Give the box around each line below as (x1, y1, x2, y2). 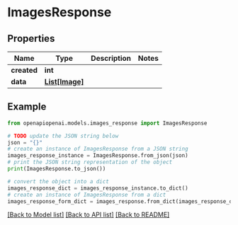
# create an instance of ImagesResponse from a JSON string (7, 146, 189, 153)
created (11, 65, 38, 75)
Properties (7, 33, 55, 45)
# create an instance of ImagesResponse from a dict (7, 191, 166, 198)
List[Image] (44, 77, 84, 86)
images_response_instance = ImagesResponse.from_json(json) (7, 152, 189, 159)
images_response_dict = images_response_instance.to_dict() (7, 185, 189, 192)
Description (91, 54, 132, 63)
